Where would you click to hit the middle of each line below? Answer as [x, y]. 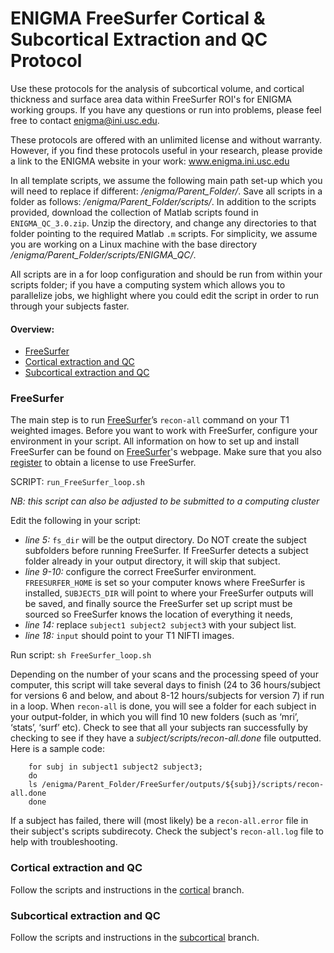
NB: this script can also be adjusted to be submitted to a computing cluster [165, 501]
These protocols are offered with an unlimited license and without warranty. [166, 139]
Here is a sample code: [57, 749]
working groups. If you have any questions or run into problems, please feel [166, 109]
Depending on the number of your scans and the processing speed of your [164, 674]
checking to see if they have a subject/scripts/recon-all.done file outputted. [166, 738]
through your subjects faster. [70, 306]
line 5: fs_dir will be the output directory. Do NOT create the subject [165, 540]
